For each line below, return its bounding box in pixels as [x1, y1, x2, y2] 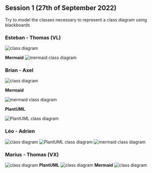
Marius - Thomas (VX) [5, 151, 59, 158]
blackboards [5, 22, 30, 28]
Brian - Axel [5, 67, 34, 74]
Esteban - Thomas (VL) [5, 34, 61, 41]
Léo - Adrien [5, 128, 35, 135]
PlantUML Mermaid [38, 162, 114, 168]
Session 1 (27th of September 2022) [5, 4, 117, 12]
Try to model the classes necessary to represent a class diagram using [5, 17, 147, 22]
